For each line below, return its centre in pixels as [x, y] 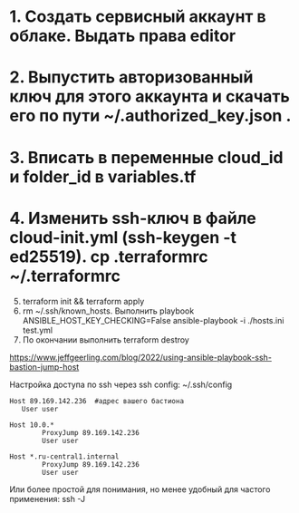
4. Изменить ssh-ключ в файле [133, 218]
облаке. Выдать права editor [123, 36]
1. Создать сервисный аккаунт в [138, 17]
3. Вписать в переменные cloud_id [146, 157]
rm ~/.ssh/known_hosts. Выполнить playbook [108, 311]
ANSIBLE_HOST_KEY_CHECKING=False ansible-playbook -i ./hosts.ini [153, 320]
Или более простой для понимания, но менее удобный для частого [140, 489]
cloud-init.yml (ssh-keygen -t [123, 237]
